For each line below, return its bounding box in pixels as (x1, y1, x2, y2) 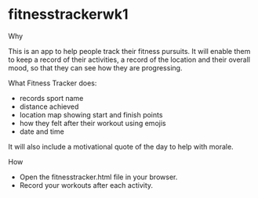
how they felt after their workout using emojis (19, 118, 166, 128)
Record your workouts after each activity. (19, 180, 154, 189)
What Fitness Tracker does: (8, 78, 97, 88)
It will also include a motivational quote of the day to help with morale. (8, 142, 234, 151)
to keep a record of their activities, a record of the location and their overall (8, 55, 251, 64)
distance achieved (19, 102, 79, 111)
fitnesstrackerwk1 (8, 5, 129, 23)
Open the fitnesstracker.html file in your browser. (19, 172, 178, 182)
